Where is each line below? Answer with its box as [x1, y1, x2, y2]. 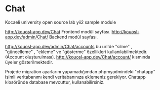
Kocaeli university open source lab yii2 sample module [5, 19, 116, 25]
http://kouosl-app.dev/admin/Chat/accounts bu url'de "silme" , [5, 43, 132, 49]
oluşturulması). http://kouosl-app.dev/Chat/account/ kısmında [25, 54, 151, 60]
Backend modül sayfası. [49, 34, 98, 40]
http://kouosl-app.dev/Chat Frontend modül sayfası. [5, 29, 111, 34]
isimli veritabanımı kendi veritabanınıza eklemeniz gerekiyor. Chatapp [5, 74, 146, 80]
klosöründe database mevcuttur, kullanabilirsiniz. [5, 79, 105, 85]
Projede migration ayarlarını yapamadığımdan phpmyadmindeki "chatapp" [5, 68, 156, 74]
